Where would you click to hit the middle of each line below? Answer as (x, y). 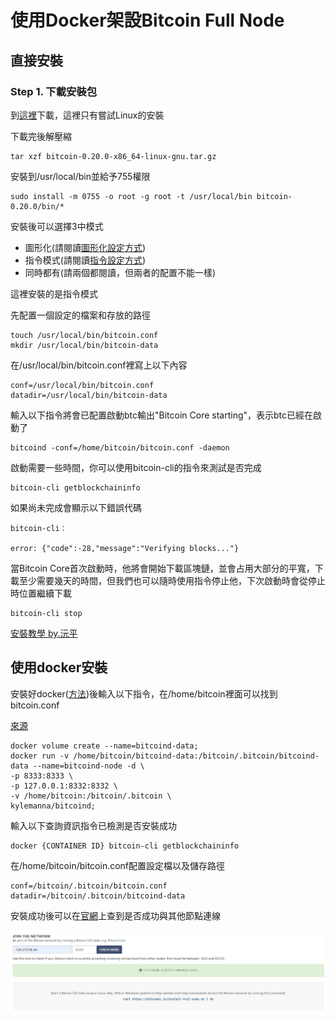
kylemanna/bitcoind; (53, 806)
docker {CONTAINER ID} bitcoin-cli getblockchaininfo (125, 846)
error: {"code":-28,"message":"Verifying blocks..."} (125, 548)
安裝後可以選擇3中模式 (57, 226)
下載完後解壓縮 (41, 136)
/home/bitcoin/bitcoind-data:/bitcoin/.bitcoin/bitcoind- (196, 756)
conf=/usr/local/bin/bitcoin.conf (82, 385)
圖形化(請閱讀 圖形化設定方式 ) (85, 247)
